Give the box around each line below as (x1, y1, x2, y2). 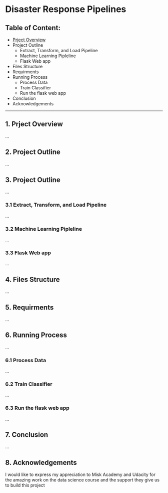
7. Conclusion (5, 430, 48, 439)
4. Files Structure (5, 275, 60, 284)
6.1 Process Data (5, 357, 46, 364)
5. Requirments (5, 303, 54, 311)
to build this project (5, 482, 45, 488)
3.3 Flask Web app (5, 249, 51, 256)
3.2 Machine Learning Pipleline (5, 225, 82, 232)
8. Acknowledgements (5, 458, 77, 467)
